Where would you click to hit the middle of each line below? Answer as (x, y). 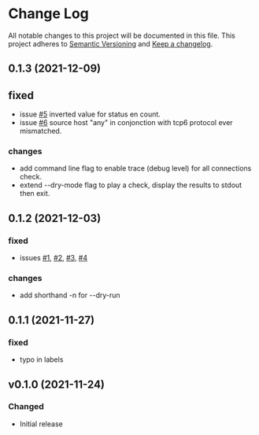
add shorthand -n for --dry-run (70, 295)
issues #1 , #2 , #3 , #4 (54, 258)
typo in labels (41, 359)
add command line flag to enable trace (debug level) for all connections (135, 168)
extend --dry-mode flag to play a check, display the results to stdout (131, 185)
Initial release (41, 424)
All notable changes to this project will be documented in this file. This (122, 35)
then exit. (35, 194)
